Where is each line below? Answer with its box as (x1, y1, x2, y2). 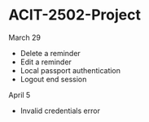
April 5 (8, 89, 31, 99)
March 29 (8, 33, 41, 42)
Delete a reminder (20, 48, 81, 58)
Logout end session (20, 74, 87, 84)
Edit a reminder (20, 57, 72, 67)
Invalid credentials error (20, 106, 100, 115)
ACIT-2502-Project (8, 6, 141, 24)
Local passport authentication (20, 65, 121, 75)
